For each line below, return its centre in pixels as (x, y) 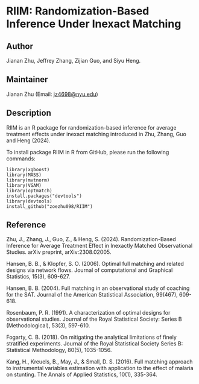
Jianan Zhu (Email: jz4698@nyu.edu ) (52, 94)
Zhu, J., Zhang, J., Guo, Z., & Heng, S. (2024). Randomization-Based (91, 239)
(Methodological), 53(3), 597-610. (48, 326)
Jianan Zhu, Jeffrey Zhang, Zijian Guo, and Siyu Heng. (74, 61)
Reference (26, 225)
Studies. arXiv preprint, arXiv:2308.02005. (59, 252)
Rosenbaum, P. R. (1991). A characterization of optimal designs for (88, 313)
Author (20, 46)
